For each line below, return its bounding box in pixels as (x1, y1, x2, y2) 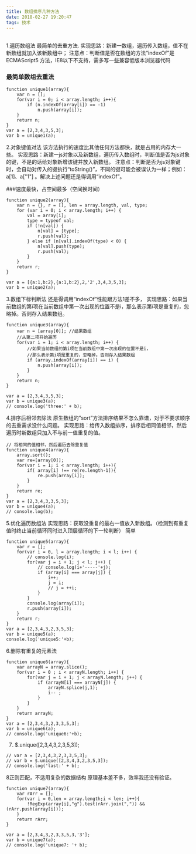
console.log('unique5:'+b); (6, 636, 75, 643)
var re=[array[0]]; (16, 457, 64, 464)
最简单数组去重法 (6, 73, 54, 81)
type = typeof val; (27, 218, 75, 224)
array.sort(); (16, 453, 51, 458)
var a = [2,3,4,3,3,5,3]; (6, 498, 69, 505)
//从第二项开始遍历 (16, 335, 57, 340)
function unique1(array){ (6, 86, 69, 93)
